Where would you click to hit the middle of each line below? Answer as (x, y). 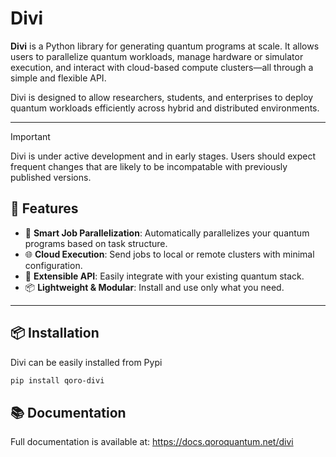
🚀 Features (44, 208)
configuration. (53, 265)
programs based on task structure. (96, 243)
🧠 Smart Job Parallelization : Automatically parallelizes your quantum (167, 233)
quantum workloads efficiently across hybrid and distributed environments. (165, 108)
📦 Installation (55, 333)
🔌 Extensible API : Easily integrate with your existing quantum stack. (164, 276)
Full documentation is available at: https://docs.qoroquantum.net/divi (152, 442)
